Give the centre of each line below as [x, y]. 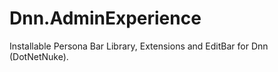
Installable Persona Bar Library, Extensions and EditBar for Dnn [139, 46]
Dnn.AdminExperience [105, 18]
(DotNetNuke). [39, 56]
